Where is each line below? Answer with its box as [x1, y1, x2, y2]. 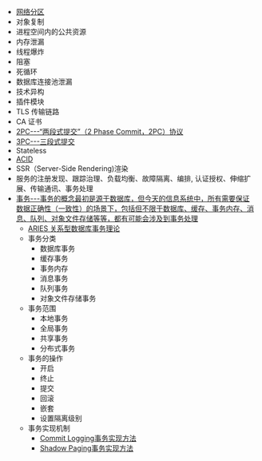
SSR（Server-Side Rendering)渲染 [15, 164, 129, 173]
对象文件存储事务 [39, 294, 97, 303]
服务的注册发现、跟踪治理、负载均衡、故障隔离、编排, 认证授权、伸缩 [15, 174, 244, 183]
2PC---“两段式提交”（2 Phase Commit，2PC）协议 [15, 127, 184, 136]
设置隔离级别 [39, 414, 82, 423]
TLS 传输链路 [15, 107, 60, 116]
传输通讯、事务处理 [30, 184, 93, 193]
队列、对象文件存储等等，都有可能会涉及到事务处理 [30, 214, 198, 223]
